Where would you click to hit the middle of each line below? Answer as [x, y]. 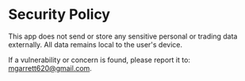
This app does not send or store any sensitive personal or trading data [123, 36]
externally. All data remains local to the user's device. [96, 44]
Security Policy [59, 15]
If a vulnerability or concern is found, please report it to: [99, 60]
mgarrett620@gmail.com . [50, 68]
